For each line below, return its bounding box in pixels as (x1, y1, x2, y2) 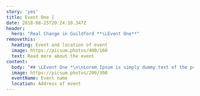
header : (6, 25, 26, 32)
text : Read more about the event (11, 53, 95, 59)
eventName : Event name (11, 75, 68, 81)
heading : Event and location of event (11, 42, 108, 48)
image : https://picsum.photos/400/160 (11, 48, 108, 54)
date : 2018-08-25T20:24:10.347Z (6, 20, 86, 26)
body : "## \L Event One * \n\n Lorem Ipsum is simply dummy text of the (11, 64, 187, 70)
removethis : (6, 36, 36, 42)
